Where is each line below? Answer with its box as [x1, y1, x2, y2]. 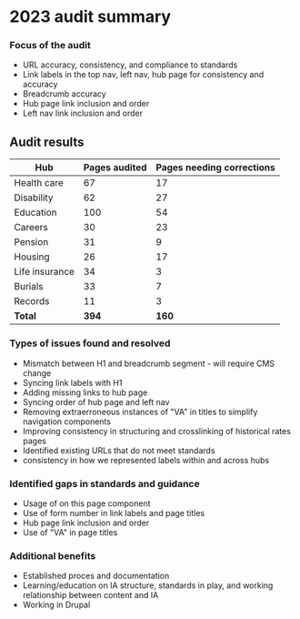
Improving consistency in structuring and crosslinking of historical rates [22, 425, 291, 436]
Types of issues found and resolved [9, 337, 171, 350]
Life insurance [14, 266, 75, 279]
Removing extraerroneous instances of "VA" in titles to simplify [22, 406, 258, 417]
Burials [14, 280, 44, 293]
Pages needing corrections [155, 161, 275, 174]
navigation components [22, 416, 112, 427]
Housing [14, 250, 50, 263]
